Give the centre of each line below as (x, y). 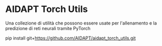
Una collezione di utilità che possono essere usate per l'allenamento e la (81, 23)
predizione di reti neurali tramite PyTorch (48, 28)
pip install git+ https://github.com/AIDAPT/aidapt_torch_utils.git (71, 38)
